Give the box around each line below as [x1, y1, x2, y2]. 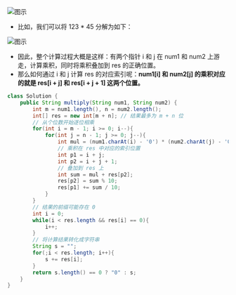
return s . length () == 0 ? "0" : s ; [32, 269, 137, 276]
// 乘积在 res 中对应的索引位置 [57, 145, 140, 152]
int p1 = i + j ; [57, 151, 105, 158]
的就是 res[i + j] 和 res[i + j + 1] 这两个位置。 [17, 79, 144, 87]
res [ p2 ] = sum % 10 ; [57, 178, 118, 185]
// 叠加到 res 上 [57, 164, 104, 171]
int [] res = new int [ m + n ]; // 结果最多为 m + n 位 [32, 112, 184, 119]
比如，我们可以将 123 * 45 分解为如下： [17, 22, 133, 31]
